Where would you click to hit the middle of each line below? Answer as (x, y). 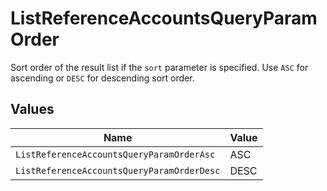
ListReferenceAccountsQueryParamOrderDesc (118, 170)
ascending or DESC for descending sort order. (102, 78)
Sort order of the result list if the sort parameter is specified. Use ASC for (159, 67)
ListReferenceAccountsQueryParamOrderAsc (115, 154)
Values (32, 109)
